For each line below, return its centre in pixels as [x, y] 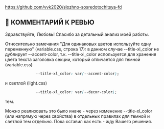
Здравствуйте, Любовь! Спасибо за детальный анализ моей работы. [77, 34]
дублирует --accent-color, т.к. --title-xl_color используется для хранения [81, 54]
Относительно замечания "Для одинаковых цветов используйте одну [78, 44]
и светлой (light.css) [26, 83]
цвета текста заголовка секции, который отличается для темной [73, 59]
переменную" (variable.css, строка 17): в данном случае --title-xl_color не [82, 49]
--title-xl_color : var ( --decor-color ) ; [77, 92]
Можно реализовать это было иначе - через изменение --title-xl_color [79, 111]
